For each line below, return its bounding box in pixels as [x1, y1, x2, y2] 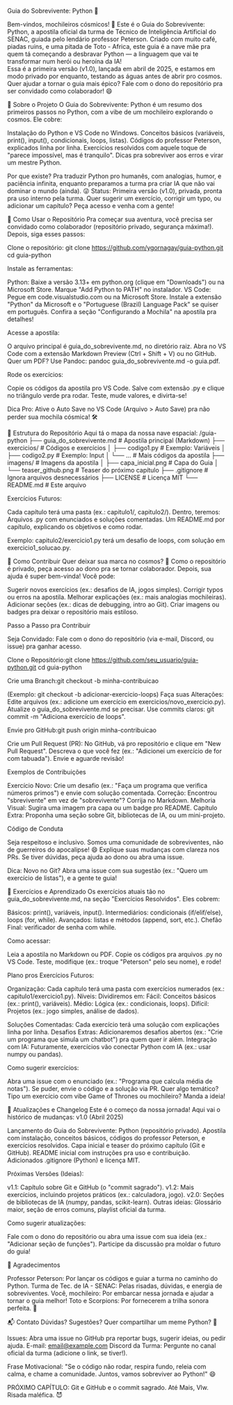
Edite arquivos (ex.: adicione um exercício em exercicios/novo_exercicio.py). [7, 698, 226, 706]
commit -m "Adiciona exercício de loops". [7, 713, 127, 720]
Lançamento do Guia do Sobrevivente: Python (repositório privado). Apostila [7, 1127, 226, 1134]
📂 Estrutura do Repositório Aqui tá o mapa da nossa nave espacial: [7, 429, 198, 437]
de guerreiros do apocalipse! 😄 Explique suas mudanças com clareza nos [7, 845, 220, 854]
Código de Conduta [7, 824, 64, 833]
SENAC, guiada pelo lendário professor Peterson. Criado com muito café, [7, 35, 217, 43]
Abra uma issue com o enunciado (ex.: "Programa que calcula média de [7, 1077, 214, 1085]
